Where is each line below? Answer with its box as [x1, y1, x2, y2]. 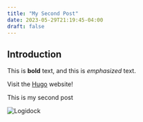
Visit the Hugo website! [7, 80, 74, 88]
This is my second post [7, 94, 74, 102]
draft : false [7, 23, 45, 30]
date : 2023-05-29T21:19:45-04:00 [7, 17, 104, 23]
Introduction [7, 48, 62, 60]
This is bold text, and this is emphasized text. [7, 67, 136, 75]
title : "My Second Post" [7, 10, 79, 17]
